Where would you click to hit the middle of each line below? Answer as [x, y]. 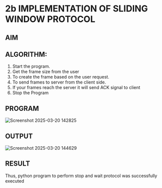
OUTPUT [19, 136]
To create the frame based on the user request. [61, 77]
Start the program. [31, 66]
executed [15, 181]
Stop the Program [30, 93]
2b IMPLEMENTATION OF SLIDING [77, 9]
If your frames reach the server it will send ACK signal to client [76, 88]
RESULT [18, 164]
